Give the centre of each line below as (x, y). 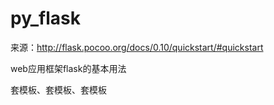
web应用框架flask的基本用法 (68, 68)
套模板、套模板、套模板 (58, 89)
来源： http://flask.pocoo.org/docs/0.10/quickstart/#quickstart (137, 47)
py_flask (46, 18)
